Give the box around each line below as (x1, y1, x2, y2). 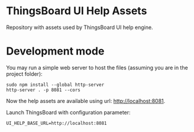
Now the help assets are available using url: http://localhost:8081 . (6, 97, 166, 104)
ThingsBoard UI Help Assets (6, 4, 147, 18)
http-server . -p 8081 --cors (6, 87, 81, 93)
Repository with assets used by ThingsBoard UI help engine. (6, 24, 153, 31)
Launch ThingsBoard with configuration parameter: (6, 108, 131, 116)
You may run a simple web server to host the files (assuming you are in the (6, 64, 188, 71)
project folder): (6, 70, 43, 78)
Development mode (6, 44, 105, 58)
